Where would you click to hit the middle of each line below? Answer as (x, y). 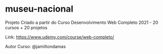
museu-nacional (39, 9)
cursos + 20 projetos (26, 27)
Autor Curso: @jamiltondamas (35, 46)
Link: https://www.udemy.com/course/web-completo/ (60, 37)
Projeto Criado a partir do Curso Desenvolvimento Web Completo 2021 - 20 (82, 22)
